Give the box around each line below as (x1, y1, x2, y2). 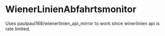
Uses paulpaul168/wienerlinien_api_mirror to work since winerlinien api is (5, 20, 160, 26)
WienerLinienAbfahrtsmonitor (5, 4, 137, 15)
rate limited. (5, 25, 31, 31)
